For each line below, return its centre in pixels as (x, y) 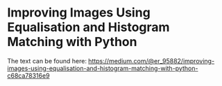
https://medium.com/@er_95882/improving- (151, 61)
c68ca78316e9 (28, 75)
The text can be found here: (47, 61)
